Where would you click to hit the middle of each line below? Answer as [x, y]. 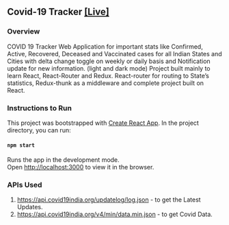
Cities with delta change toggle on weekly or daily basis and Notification [109, 61]
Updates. [30, 207]
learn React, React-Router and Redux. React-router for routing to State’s [108, 75]
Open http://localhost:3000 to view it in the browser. [81, 167]
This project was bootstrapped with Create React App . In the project [103, 123]
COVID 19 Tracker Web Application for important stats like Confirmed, [105, 46]
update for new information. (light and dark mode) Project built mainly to [109, 68]
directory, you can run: [39, 130]
